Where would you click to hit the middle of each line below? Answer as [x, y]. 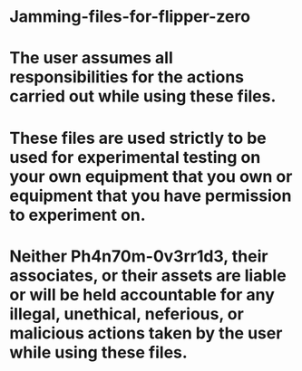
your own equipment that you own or [151, 176]
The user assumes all [92, 58]
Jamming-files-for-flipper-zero [130, 17]
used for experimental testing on [135, 157]
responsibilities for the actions [127, 77]
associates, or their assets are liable [148, 276]
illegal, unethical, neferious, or [127, 314]
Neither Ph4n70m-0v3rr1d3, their [139, 256]
